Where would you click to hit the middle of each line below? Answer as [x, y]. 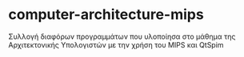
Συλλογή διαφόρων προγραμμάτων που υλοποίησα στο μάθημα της [122, 36]
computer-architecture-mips [106, 15]
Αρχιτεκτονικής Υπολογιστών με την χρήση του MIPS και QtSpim [116, 44]
